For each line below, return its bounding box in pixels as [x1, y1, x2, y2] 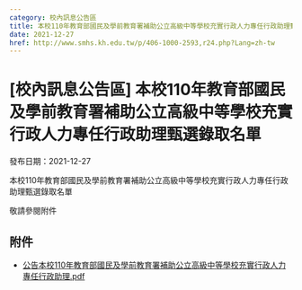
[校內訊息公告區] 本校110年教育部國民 [9, 80, 286, 100]
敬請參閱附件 [9, 206, 57, 216]
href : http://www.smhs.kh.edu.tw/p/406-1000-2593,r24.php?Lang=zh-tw [9, 38, 276, 48]
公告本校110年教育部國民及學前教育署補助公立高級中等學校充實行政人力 [22, 259, 287, 270]
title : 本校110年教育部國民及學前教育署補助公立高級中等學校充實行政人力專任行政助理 [9, 22, 290, 31]
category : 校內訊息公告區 [9, 13, 97, 22]
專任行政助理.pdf [22, 271, 85, 281]
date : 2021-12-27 [9, 30, 75, 39]
